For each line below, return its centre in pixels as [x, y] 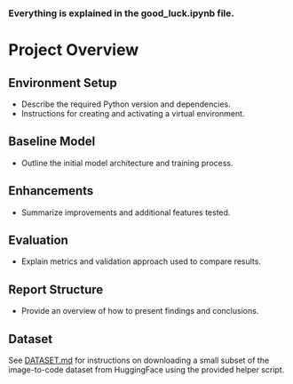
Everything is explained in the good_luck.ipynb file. [121, 13]
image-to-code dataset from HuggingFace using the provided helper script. [146, 369]
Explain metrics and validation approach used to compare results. [141, 261]
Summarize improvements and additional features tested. [126, 212]
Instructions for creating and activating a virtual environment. [133, 113]
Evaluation [38, 240]
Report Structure [56, 289]
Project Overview [74, 50]
